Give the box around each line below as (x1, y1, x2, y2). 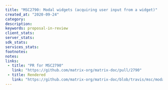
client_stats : (5, 30, 35, 35)
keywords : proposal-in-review (5, 26, 68, 31)
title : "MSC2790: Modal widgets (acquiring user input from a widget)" (5, 7, 157, 12)
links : (5, 58, 19, 63)
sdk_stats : (5, 40, 28, 45)
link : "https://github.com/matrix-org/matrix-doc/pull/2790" (11, 68, 142, 73)
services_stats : (5, 44, 39, 49)
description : (5, 21, 32, 26)
